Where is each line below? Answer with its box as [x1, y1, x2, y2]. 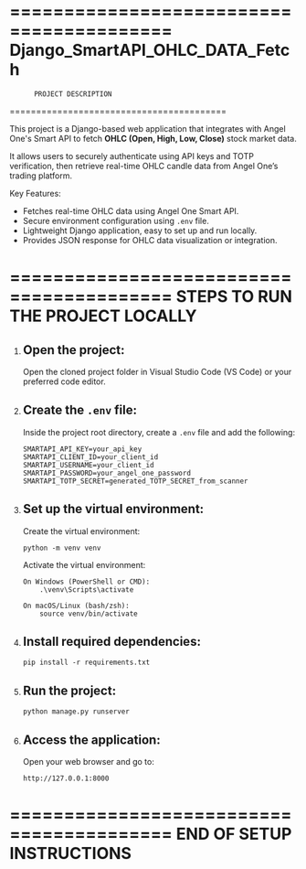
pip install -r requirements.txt [22, 658, 151, 668]
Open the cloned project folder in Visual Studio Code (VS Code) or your [22, 366, 292, 377]
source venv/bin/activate [39, 609, 139, 618]
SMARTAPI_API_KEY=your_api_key [22, 445, 142, 454]
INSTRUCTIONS [9, 843, 132, 864]
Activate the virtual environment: [22, 559, 146, 570]
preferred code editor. [22, 376, 107, 387]
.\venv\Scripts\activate [39, 585, 134, 595]
